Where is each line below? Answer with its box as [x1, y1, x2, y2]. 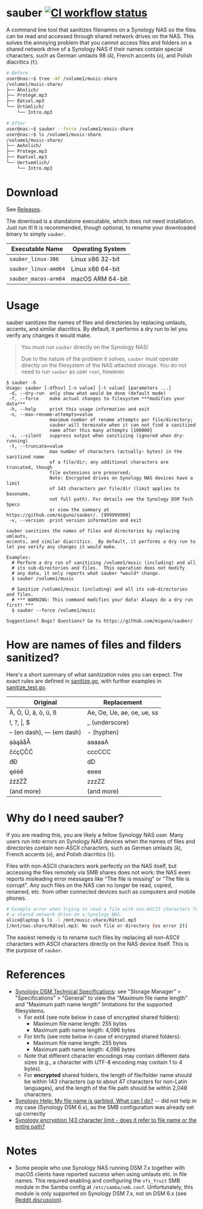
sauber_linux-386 [9, 255, 59, 263]
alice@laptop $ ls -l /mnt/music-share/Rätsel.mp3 [6, 917, 137, 923]
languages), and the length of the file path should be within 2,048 [24, 1084, 187, 1092]
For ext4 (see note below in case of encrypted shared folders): [24, 1014, 181, 1021]
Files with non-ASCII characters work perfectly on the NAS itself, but [6, 862, 177, 870]
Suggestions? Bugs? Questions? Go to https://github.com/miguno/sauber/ [6, 618, 193, 624]
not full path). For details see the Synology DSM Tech [49, 496, 193, 502]
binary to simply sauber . [6, 230, 66, 237]
